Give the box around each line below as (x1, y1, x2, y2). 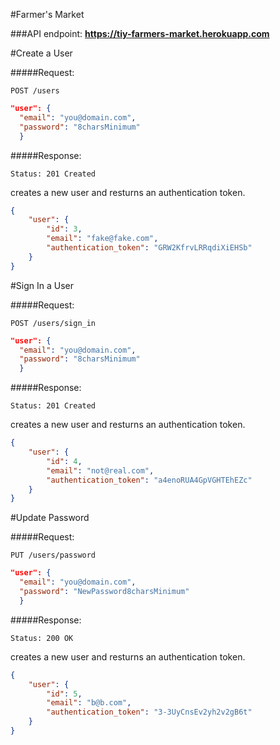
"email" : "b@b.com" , (46, 698, 132, 708)
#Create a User (10, 47, 73, 59)
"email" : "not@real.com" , (46, 465, 155, 476)
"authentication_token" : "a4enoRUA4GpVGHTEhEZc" (46, 475, 253, 485)
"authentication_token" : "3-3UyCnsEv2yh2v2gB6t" (46, 707, 253, 718)
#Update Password (10, 512, 90, 524)
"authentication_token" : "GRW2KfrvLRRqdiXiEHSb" (46, 243, 253, 253)
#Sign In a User (10, 279, 75, 291)
